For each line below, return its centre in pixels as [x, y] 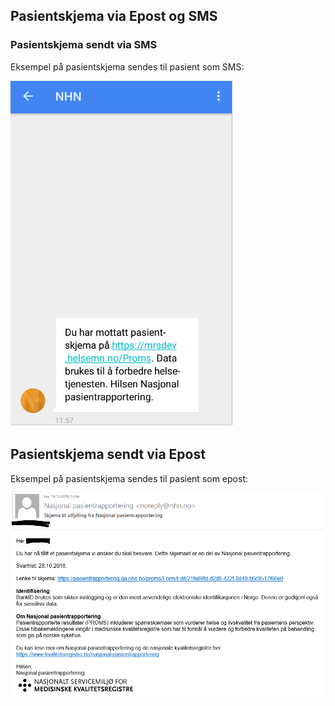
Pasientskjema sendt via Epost [108, 454]
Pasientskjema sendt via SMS [84, 45]
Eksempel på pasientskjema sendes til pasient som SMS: [127, 66]
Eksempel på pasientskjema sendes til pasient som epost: [129, 478]
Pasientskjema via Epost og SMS [114, 16]
